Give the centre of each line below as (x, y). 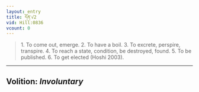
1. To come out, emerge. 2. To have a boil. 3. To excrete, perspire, (100, 45)
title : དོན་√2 (21, 17)
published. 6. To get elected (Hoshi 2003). (72, 57)
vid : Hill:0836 (25, 22)
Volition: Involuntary (45, 81)
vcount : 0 (18, 28)
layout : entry (24, 11)
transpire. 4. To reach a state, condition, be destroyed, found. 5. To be (106, 51)
